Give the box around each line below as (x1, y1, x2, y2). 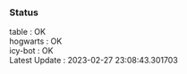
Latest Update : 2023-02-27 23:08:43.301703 (9, 55, 179, 66)
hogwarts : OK (9, 36, 63, 46)
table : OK (9, 27, 47, 37)
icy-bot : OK (9, 45, 54, 56)
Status (9, 6, 38, 19)
